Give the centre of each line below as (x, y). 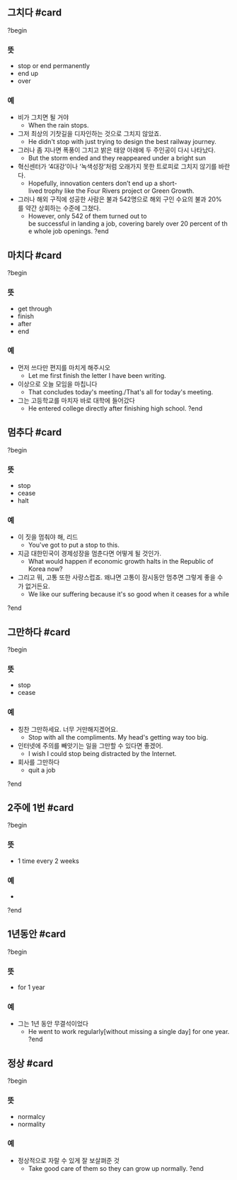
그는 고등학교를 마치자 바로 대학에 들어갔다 (76, 400)
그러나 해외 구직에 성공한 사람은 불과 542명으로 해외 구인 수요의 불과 (112, 199)
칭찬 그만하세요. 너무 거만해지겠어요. (68, 729)
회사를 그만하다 (39, 762)
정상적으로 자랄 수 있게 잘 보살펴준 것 (69, 1160)
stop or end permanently (54, 66)
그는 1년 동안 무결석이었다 (53, 1024)
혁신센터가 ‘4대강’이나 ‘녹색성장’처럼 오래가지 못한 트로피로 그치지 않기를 (117, 167)
